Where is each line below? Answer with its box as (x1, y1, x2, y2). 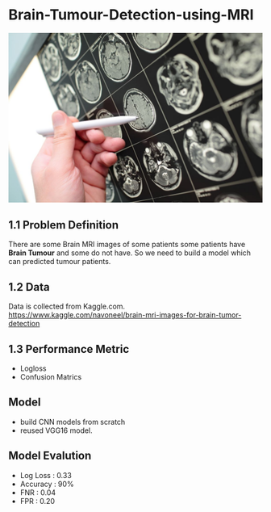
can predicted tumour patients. (8, 257, 111, 266)
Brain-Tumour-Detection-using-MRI (8, 6, 254, 24)
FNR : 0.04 (19, 487, 56, 497)
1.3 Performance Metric (8, 342, 130, 356)
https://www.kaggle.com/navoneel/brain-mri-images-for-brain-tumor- (8, 310, 242, 320)
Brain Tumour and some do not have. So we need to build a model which (8, 248, 252, 258)
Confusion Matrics (19, 372, 82, 382)
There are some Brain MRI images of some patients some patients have (8, 240, 246, 250)
